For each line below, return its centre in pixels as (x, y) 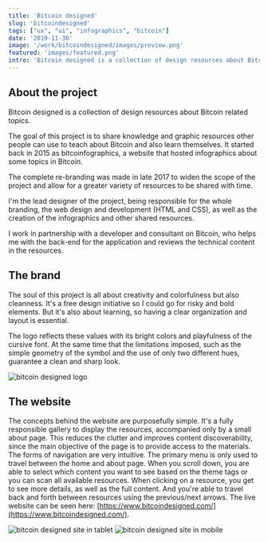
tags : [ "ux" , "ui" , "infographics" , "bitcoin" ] (89, 30)
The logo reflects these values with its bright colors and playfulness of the (130, 336)
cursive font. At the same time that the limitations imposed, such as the (125, 344)
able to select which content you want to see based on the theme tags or (128, 472)
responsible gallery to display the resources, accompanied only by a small (130, 429)
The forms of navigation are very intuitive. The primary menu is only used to (133, 455)
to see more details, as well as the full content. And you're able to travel (126, 489)
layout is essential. (39, 320)
